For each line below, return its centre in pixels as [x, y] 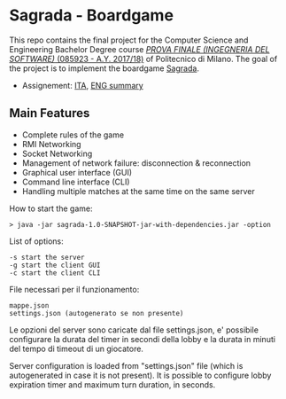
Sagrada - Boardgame [92, 16]
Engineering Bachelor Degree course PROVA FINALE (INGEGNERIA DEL [139, 49]
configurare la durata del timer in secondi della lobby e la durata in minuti [143, 339]
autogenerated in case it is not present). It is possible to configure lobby [140, 375]
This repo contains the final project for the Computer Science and [129, 40]
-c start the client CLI [55, 273]
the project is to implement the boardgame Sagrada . [104, 68]
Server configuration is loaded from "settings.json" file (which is [126, 365]
